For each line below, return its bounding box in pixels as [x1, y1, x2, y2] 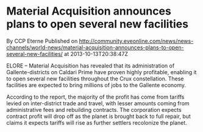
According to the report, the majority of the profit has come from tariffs [6, 93, 185, 100]
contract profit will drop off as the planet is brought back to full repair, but [6, 113, 191, 120]
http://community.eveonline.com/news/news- [79, 37, 194, 44]
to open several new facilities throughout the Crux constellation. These [6, 75, 184, 82]
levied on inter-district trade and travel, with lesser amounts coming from [6, 99, 190, 107]
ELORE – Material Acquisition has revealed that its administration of [6, 62, 175, 69]
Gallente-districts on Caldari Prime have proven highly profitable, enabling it [6, 68, 197, 75]
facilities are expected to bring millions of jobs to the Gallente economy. [6, 81, 187, 89]
